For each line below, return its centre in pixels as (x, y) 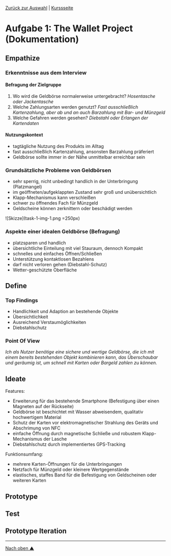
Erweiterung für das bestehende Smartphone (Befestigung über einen (86, 401)
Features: (15, 391)
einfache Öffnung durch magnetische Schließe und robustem (77, 434)
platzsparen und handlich (39, 243)
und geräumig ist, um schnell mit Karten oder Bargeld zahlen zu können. (81, 363)
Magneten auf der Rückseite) (43, 407)
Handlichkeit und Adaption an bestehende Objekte (65, 312)
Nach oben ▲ (20, 548)
